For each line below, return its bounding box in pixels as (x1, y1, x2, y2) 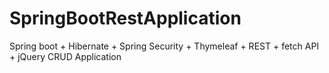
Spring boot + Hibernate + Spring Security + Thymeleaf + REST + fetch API (9, 40, 320, 52)
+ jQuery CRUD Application (9, 50, 122, 62)
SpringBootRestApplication (9, 7, 242, 30)
